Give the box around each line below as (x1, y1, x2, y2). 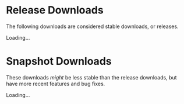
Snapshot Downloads (6, 55, 112, 68)
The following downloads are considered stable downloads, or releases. (6, 23, 179, 30)
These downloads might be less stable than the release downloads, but (6, 74, 177, 81)
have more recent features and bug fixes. (6, 80, 105, 87)
